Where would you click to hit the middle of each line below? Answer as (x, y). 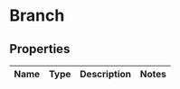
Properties (40, 49)
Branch (37, 16)
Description (105, 74)
